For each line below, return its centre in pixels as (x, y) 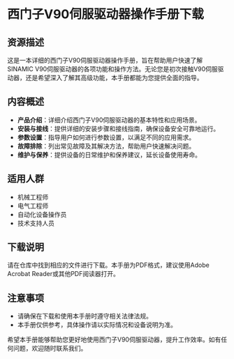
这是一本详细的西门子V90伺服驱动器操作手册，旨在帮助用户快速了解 (105, 60)
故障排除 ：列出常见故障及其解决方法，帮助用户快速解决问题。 (106, 146)
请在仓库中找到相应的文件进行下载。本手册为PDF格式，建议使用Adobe (108, 265)
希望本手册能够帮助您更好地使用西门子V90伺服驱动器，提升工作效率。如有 (114, 339)
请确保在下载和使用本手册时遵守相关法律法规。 (85, 316)
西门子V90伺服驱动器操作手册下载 (105, 14)
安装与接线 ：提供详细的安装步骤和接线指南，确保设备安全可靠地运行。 (118, 128)
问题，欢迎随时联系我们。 (50, 349)
